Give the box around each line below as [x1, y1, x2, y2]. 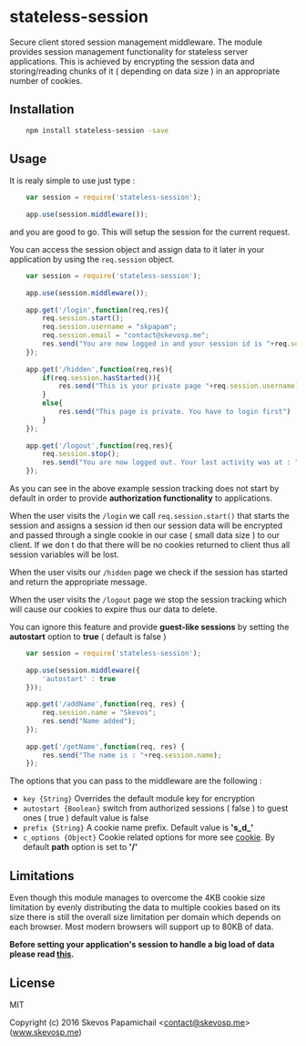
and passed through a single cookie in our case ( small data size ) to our [9, 530, 280, 541]
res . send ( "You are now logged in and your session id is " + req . [42, 339, 291, 348]
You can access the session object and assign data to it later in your [9, 244, 265, 255]
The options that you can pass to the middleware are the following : [9, 775, 262, 786]
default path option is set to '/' [22, 842, 138, 853]
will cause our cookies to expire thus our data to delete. [9, 604, 218, 615]
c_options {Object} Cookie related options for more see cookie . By [22, 832, 276, 843]
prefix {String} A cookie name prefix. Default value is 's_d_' [22, 823, 254, 834]
